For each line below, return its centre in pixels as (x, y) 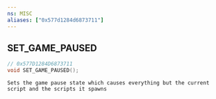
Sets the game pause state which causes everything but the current (108, 83)
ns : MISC (20, 13)
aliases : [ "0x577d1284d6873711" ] (56, 20)
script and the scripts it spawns (57, 89)
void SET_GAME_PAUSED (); (43, 71)
